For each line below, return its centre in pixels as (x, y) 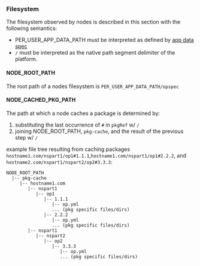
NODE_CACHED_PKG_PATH (41, 100)
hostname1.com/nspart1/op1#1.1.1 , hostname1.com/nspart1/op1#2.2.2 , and (96, 155)
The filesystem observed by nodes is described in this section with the (93, 22)
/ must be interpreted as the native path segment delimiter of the (95, 53)
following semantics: (32, 28)
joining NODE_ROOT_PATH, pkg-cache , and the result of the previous (99, 131)
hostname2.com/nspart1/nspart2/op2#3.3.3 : (59, 162)
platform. (26, 59)
